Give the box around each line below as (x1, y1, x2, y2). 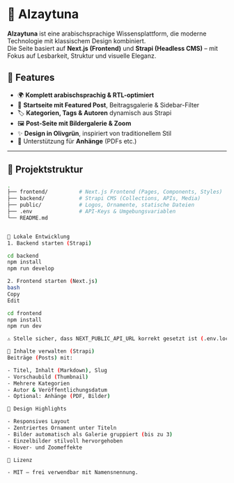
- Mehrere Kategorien (7, 380, 70, 387)
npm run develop (7, 265, 54, 273)
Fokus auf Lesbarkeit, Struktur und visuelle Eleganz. (7, 52, 157, 60)
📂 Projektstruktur (7, 164, 84, 176)
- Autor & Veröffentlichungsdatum (7, 386, 108, 393)
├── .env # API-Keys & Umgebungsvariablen (7, 208, 176, 215)
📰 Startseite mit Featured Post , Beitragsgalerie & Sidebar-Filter (17, 100, 200, 109)
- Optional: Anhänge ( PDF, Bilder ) (7, 393, 111, 400)
